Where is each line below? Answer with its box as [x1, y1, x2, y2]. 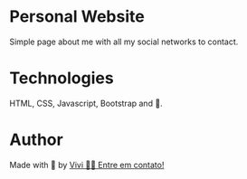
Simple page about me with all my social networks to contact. [9, 36, 239, 47]
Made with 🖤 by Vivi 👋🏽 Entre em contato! [9, 159, 165, 170]
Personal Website [9, 6, 145, 27]
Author [9, 129, 63, 150]
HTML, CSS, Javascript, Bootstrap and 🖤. [9, 98, 163, 108]
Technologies [9, 68, 115, 89]
